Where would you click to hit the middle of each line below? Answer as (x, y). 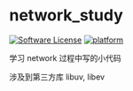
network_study (66, 15)
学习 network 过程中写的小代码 (65, 57)
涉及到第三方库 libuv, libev (57, 77)
